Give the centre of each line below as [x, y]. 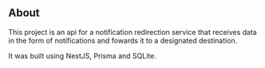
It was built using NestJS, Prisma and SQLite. [83, 55]
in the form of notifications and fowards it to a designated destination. [123, 40]
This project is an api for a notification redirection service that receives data [132, 32]
